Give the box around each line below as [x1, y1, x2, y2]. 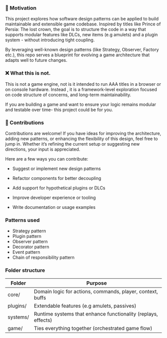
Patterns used [5, 216, 40, 223]
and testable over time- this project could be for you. [5, 107, 113, 113]
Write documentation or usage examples [12, 204, 96, 210]
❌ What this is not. [5, 70, 51, 77]
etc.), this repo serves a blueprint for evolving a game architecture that [5, 52, 150, 58]
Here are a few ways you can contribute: [5, 156, 88, 162]
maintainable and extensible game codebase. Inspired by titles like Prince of [5, 21, 161, 27]
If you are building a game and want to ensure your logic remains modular [5, 101, 157, 107]
